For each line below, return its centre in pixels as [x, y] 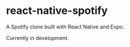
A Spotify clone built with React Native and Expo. [65, 27]
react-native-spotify [57, 11]
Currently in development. [37, 38]
